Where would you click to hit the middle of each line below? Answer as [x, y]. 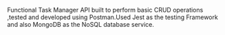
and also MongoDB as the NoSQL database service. [81, 24]
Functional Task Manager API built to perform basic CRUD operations [105, 10]
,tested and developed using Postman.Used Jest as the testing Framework [112, 17]
